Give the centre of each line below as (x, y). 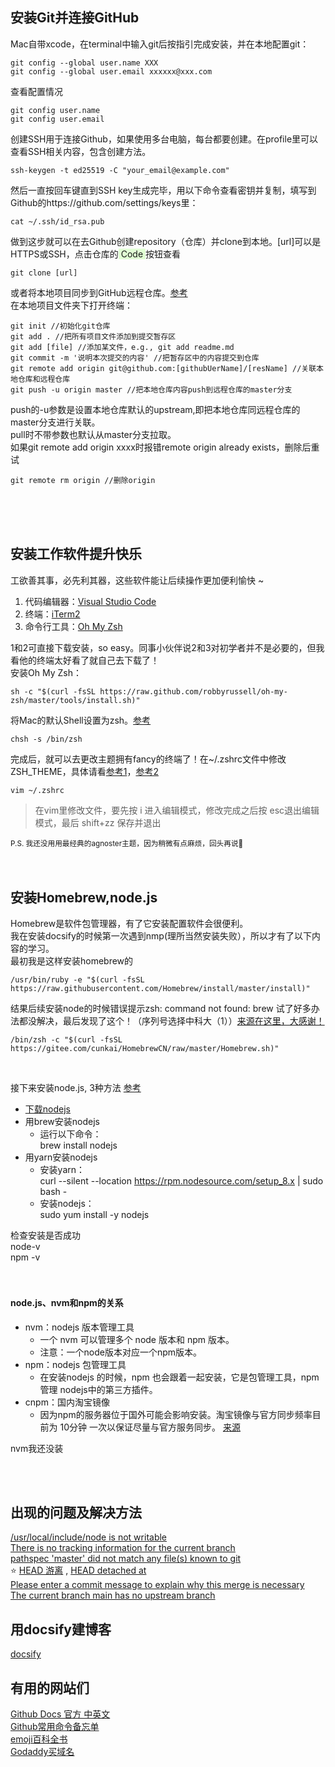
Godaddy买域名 (42, 1752)
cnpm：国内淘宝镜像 (67, 1402)
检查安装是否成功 (45, 1235)
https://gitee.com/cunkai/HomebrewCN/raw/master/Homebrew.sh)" (145, 1049)
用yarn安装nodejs (61, 1157)
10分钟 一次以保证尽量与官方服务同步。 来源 (150, 1427)
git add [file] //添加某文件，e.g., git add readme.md (122, 347)
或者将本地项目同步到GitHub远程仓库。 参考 (99, 292)
